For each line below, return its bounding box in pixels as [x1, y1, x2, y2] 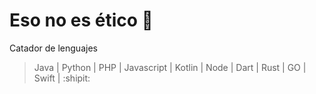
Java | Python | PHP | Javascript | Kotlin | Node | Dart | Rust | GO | [33, 61, 307, 73]
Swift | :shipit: [33, 72, 91, 84]
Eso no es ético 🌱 [9, 9, 154, 32]
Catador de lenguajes [9, 42, 98, 54]
